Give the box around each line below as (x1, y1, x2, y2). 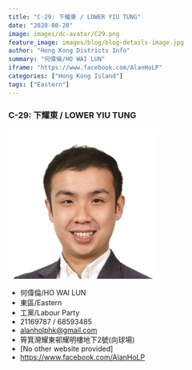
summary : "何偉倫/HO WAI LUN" (8, 55, 106, 63)
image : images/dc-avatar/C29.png (8, 30, 120, 38)
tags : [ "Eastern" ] (8, 80, 70, 88)
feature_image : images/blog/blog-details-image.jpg (8, 38, 184, 46)
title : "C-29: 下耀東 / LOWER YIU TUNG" (8, 13, 142, 21)
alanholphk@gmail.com (19, 325, 98, 335)
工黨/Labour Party (19, 308, 80, 317)
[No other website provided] (19, 344, 114, 353)
